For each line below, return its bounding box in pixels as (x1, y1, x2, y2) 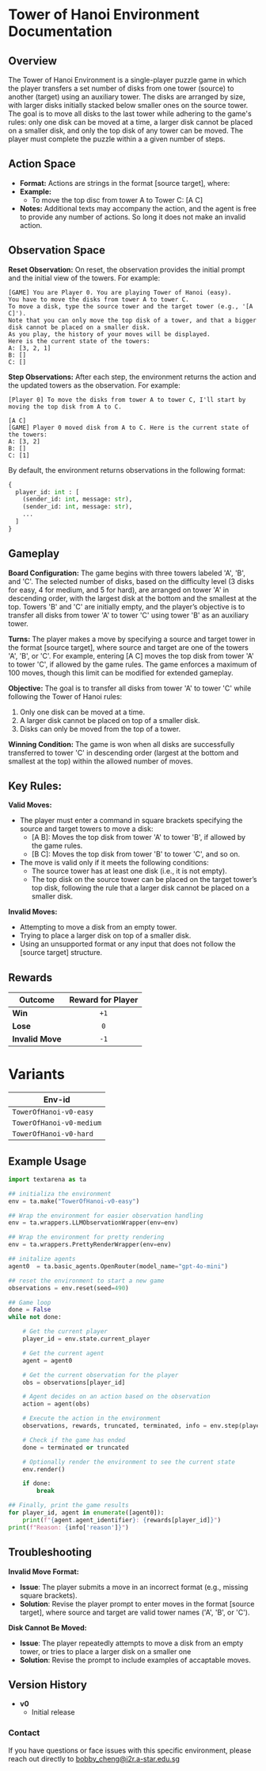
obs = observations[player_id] (22, 1379, 126, 1386)
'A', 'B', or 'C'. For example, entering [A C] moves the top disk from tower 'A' (8, 651, 255, 660)
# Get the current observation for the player (22, 1371, 179, 1379)
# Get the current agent (22, 1349, 104, 1357)
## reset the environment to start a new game (8, 1277, 165, 1285)
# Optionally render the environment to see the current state (22, 1458, 236, 1466)
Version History (8, 1678, 87, 1692)
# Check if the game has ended (22, 1436, 126, 1444)
